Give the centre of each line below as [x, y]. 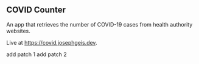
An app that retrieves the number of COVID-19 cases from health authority [100, 24]
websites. [18, 31]
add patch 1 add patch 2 [37, 54]
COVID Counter [36, 10]
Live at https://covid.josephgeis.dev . [52, 42]
